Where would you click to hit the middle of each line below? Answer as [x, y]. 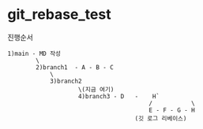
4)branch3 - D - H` [118, 96]
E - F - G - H [172, 110]
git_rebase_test [59, 15]
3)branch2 [66, 81]
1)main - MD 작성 [34, 53]
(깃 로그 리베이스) [161, 118]
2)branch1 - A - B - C [75, 67]
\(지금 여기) [96, 89]
